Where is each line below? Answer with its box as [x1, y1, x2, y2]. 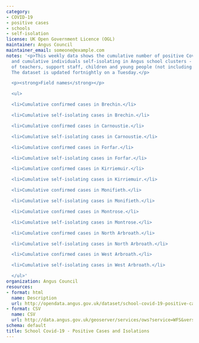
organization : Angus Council [6, 278, 78, 284]
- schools [6, 25, 31, 31]
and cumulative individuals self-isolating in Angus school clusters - [11, 58, 192, 64]
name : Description [11, 295, 57, 301]
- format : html [6, 289, 44, 296]
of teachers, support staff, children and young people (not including [11, 63, 192, 70]
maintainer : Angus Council [6, 42, 73, 48]
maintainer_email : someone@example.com [6, 47, 105, 53]
